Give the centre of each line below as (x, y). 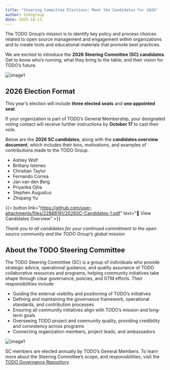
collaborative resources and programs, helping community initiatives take (82, 273)
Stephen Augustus (32, 193)
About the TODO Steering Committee (65, 250)
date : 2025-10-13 (24, 19)
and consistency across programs (48, 326)
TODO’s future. (21, 65)
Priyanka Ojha (27, 187)
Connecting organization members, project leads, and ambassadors (84, 332)
